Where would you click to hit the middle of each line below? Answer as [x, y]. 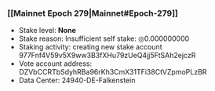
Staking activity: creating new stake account [90, 47]
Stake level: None [47, 31]
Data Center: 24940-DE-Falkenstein [77, 80]
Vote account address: [55, 64]
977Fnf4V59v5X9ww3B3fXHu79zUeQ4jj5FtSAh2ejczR [107, 56]
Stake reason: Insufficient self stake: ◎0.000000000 [104, 38]
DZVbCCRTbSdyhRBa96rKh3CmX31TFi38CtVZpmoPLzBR [113, 72]
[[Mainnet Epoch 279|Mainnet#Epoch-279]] [93, 13]
